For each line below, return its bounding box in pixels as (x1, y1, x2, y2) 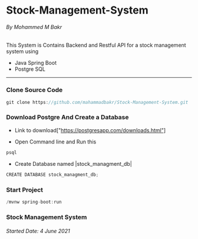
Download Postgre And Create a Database (6, 113, 129, 122)
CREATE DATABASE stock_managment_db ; (6, 172, 99, 178)
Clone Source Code (6, 86, 63, 94)
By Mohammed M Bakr (6, 23, 62, 30)
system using (6, 48, 39, 55)
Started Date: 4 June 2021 (6, 228, 70, 235)
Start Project (6, 185, 43, 194)
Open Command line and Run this (14, 138, 97, 145)
